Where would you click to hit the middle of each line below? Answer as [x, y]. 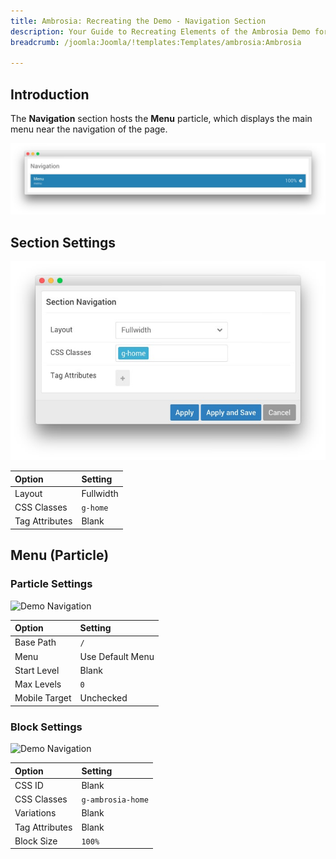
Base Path [35, 642]
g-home [95, 508]
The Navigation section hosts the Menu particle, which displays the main [161, 119]
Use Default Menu [117, 656]
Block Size [36, 841]
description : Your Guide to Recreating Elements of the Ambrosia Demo [160, 31]
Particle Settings [51, 584]
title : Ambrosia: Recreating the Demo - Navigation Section [138, 21]
